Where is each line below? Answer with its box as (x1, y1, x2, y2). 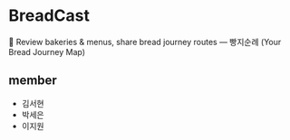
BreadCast (8, 5, 91, 26)
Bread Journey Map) (8, 46, 86, 57)
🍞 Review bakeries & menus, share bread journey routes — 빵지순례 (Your (8, 36, 282, 47)
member (8, 73, 58, 89)
